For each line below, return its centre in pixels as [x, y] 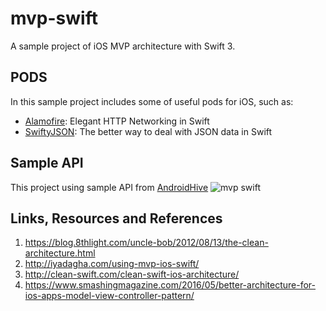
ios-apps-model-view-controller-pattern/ [109, 296]
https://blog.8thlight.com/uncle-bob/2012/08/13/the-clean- [146, 243]
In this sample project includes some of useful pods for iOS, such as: [152, 101]
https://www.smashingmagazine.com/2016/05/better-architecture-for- [170, 285]
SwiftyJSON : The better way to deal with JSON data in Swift [148, 131]
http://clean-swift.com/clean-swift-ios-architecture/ [132, 274]
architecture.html [60, 253]
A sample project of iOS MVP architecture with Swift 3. [123, 46]
